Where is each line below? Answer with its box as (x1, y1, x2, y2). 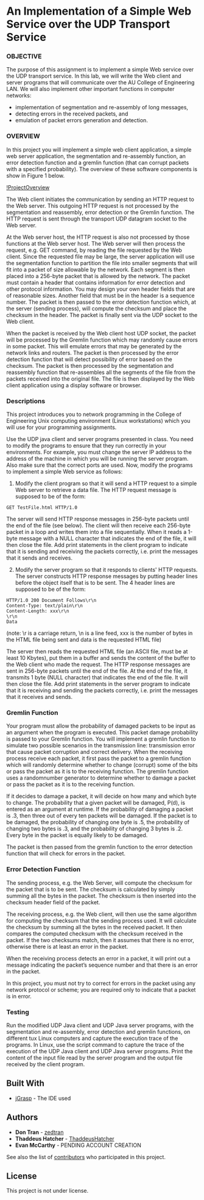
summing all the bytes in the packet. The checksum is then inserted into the (6, 892, 197, 899)
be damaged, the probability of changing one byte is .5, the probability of (6, 819, 190, 826)
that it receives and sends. (6, 693, 73, 701)
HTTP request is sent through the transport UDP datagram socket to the (6, 215, 187, 222)
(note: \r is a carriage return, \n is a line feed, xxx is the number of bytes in (6, 629, 193, 637)
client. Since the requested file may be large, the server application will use (6, 252, 195, 260)
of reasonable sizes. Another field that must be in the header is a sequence (6, 291, 195, 299)
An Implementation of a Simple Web (6, 4, 192, 18)
